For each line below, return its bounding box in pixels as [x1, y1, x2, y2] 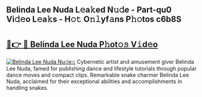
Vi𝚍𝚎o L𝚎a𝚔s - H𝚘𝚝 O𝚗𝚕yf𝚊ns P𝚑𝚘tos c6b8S [6, 14, 181, 25]
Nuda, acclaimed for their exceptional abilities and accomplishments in [6, 78, 183, 85]
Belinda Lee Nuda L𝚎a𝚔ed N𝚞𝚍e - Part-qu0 [6, 5, 172, 15]
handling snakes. [6, 84, 49, 91]
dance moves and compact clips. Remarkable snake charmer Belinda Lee [6, 72, 189, 78]
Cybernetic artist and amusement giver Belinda [76, 58, 195, 65]
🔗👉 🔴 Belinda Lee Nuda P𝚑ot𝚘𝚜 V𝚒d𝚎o [6, 39, 158, 49]
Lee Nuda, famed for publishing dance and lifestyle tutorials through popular [6, 65, 197, 72]
